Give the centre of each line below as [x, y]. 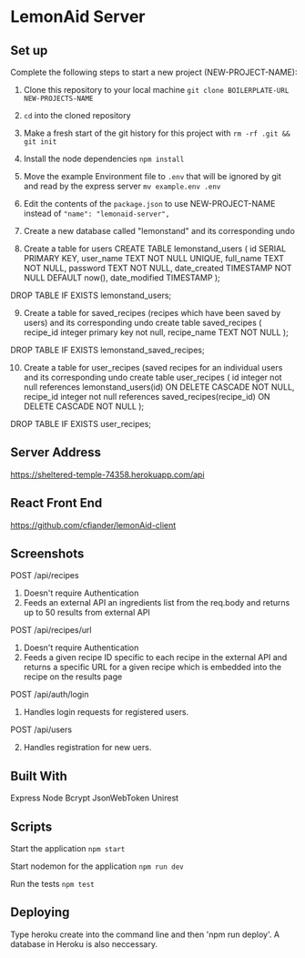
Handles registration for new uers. [87, 748]
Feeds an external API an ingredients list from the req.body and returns [157, 603]
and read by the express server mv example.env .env [122, 186]
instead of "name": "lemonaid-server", [97, 213]
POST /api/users [41, 729]
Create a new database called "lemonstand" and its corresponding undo [159, 231]
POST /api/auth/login [50, 695]
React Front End [56, 503]
